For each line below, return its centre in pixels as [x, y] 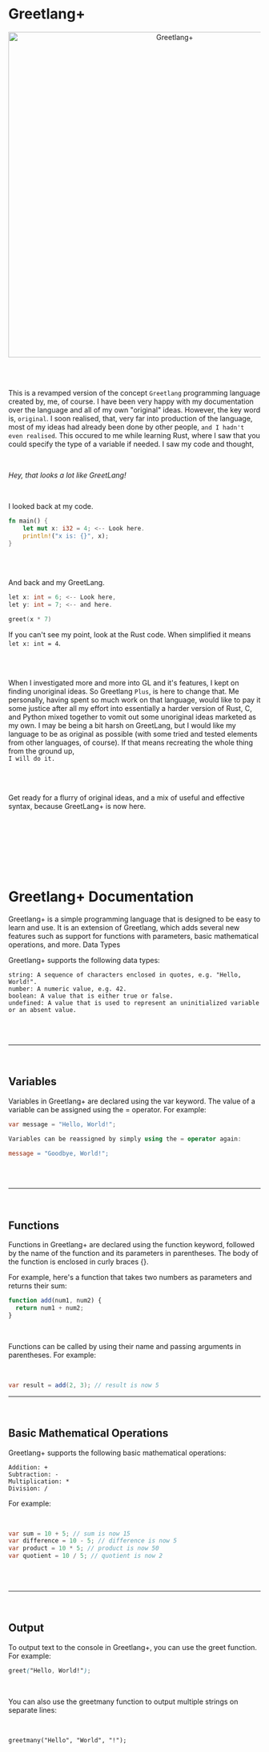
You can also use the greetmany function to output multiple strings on [123, 1701]
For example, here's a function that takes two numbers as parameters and [130, 1278]
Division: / [28, 1488]
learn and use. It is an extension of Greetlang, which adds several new [124, 927]
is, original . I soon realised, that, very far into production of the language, [130, 418]
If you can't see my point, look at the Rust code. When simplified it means [130, 635]
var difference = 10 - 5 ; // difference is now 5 [93, 1541]
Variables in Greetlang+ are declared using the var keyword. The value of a [132, 1101]
